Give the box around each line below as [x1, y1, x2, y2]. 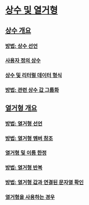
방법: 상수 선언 [5, 42, 38, 49]
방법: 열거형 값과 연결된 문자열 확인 [5, 179, 84, 186]
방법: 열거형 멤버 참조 [5, 135, 53, 142]
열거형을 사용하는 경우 [5, 194, 55, 201]
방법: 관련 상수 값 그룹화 [5, 86, 59, 93]
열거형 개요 [5, 104, 37, 112]
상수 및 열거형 [5, 5, 58, 16]
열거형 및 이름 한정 [5, 149, 47, 156]
